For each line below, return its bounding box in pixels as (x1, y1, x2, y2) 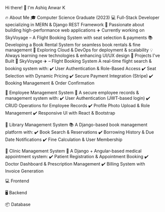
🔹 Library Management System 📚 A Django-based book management (5, 122, 148, 127)
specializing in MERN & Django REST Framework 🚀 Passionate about (5, 22, 144, 27)
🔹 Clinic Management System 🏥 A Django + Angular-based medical (5, 148, 142, 154)
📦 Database (5, 202, 31, 207)
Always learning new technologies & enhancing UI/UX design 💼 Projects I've (5, 52, 161, 58)
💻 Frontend (5, 178, 30, 184)
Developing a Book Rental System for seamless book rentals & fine (5, 42, 141, 47)
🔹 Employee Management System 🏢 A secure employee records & (5, 89, 139, 95)
